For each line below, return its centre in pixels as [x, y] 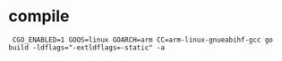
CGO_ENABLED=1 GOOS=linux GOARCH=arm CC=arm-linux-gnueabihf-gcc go [143, 40]
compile [39, 16]
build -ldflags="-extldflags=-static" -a [87, 47]
